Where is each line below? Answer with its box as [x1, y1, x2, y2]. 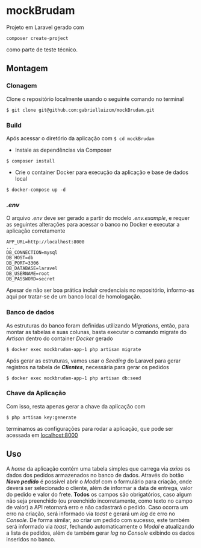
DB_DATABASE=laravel [6, 265, 58, 272]
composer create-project [6, 35, 69, 41]
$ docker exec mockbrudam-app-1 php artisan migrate [6, 346, 141, 352]
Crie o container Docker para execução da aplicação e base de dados [14, 169, 188, 176]
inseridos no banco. [6, 535, 56, 543]
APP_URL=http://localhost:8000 [6, 239, 85, 245]
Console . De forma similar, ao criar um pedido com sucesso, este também [6, 516, 190, 523]
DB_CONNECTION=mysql [6, 250, 58, 256]
